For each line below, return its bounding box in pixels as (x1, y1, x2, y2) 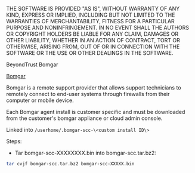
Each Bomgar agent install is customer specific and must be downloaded (6, 109, 185, 115)
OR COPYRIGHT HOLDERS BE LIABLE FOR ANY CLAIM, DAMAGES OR (6, 30, 179, 38)
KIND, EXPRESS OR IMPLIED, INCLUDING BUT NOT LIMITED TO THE (6, 11, 175, 18)
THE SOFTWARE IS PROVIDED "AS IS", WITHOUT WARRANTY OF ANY (6, 5, 180, 12)
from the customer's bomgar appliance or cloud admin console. (6, 115, 163, 122)
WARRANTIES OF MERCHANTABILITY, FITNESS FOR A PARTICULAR (6, 18, 175, 24)
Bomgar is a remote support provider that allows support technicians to (6, 84, 181, 91)
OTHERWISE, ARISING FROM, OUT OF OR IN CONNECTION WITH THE (6, 43, 180, 50)
